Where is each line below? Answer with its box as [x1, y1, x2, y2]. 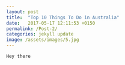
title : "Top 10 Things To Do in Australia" [6, 14, 120, 20]
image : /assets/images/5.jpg [6, 37, 79, 43]
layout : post [6, 8, 39, 15]
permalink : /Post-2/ [6, 25, 58, 32]
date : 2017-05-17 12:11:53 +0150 [6, 20, 96, 26]
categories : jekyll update [6, 31, 74, 37]
